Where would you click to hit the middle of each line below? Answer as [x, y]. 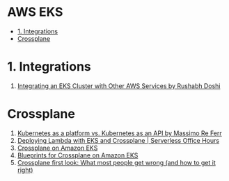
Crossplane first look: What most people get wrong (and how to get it [116, 162]
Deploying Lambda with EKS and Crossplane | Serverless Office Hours [118, 140]
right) [25, 170]
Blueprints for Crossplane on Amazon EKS [78, 155]
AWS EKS [35, 12]
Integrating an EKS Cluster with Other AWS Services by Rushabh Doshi [119, 86]
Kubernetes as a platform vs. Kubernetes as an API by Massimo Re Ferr [120, 133]
